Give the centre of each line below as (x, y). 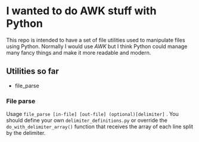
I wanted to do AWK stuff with (81, 11)
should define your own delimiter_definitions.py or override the (87, 121)
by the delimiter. (26, 133)
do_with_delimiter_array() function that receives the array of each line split (100, 127)
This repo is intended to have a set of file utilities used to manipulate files (96, 40)
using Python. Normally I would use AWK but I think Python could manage (97, 46)
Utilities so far (33, 72)
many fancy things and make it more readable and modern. (79, 52)
